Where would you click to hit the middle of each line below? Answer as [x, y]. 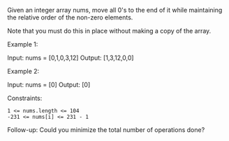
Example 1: [23, 44]
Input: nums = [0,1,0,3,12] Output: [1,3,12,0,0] [71, 58]
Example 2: [23, 71]
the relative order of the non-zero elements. [70, 17]
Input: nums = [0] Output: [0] [49, 85]
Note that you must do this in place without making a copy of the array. [109, 31]
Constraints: [25, 98]
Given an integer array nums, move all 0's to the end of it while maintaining [115, 10]
